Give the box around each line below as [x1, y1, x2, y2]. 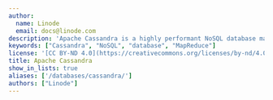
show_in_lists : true [8, 65, 79, 73]
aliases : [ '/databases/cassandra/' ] [8, 72, 132, 80]
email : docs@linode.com [15, 27, 96, 35]
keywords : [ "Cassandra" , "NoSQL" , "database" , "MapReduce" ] [8, 42, 217, 50]
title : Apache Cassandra [8, 57, 93, 65]
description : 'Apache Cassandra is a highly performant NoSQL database [8, 34, 256, 43]
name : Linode [15, 19, 60, 27]
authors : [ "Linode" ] [8, 79, 79, 87]
